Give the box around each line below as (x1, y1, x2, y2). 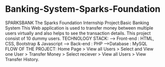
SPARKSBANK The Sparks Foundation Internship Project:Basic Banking (5, 20, 149, 26)
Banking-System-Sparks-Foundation (5, 3, 161, 15)
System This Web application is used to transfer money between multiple (5, 25, 154, 31)
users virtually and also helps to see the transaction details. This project (5, 30, 151, 36)
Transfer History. (5, 56, 39, 62)
